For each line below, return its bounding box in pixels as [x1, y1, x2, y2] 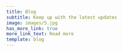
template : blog [6, 36, 45, 42]
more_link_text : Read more [6, 31, 74, 37]
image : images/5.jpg [6, 20, 58, 26]
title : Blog [6, 8, 36, 15]
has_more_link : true [6, 25, 58, 32]
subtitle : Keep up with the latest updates [6, 14, 118, 20]
